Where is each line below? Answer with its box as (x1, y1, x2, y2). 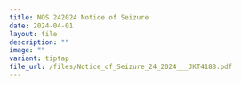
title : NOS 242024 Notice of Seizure (9, 12, 149, 22)
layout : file (9, 29, 58, 38)
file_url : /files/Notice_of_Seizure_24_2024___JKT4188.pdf (9, 63, 233, 72)
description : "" (9, 37, 69, 47)
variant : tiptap (9, 54, 69, 63)
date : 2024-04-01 (9, 21, 74, 30)
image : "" (9, 46, 46, 55)
